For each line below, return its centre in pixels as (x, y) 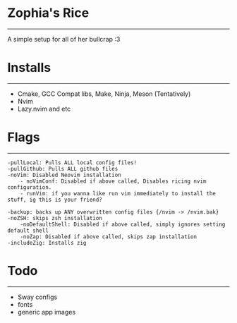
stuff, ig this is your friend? (55, 200)
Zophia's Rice (48, 13)
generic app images (47, 312)
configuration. (30, 187)
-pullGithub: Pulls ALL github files (63, 169)
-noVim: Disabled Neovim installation (64, 175)
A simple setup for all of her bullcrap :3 (64, 39)
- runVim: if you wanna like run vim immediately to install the (118, 193)
